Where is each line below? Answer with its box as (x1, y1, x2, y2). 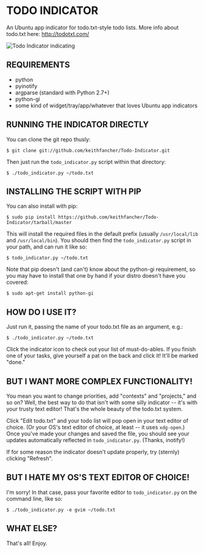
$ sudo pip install (6, 214, 56, 220)
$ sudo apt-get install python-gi (6, 291, 94, 297)
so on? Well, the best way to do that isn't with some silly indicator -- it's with (6, 399, 198, 406)
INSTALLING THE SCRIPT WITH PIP (6, 186, 142, 197)
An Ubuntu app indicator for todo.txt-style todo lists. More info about (6, 24, 179, 31)
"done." (6, 359, 26, 366)
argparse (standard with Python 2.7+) (15, 89, 110, 96)
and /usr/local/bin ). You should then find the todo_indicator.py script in (6, 237, 192, 244)
